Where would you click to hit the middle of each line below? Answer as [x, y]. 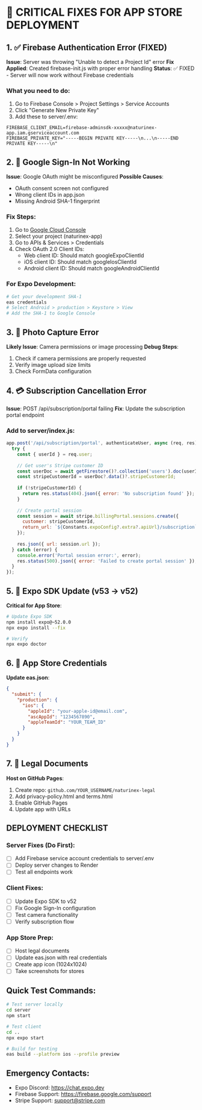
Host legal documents [42, 951]
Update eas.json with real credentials [61, 958]
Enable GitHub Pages [41, 803]
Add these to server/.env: [46, 116]
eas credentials [26, 302]
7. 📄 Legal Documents [47, 764]
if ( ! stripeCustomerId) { [50, 488]
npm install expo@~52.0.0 [38, 622]
